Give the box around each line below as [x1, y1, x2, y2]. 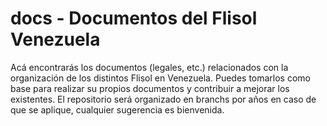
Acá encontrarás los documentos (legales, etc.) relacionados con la [10, 61, 289, 73]
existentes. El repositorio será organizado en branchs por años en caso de [10, 93, 317, 105]
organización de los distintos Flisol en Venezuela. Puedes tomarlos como [10, 72, 311, 84]
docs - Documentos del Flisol [10, 7, 258, 30]
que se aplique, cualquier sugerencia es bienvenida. [10, 103, 225, 116]
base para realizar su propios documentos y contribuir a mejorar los [10, 82, 290, 94]
